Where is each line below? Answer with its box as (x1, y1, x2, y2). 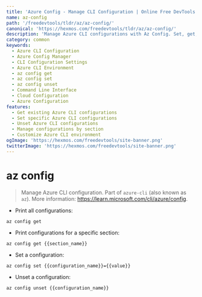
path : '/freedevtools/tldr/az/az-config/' (6, 20, 115, 26)
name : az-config (6, 14, 47, 20)
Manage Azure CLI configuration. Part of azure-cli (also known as (21, 189, 187, 196)
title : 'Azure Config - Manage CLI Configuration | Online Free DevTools (6, 8, 196, 15)
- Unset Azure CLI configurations (11, 121, 98, 127)
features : (6, 103, 31, 110)
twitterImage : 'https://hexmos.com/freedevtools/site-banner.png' (6, 142, 177, 149)
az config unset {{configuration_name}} (6, 285, 110, 291)
